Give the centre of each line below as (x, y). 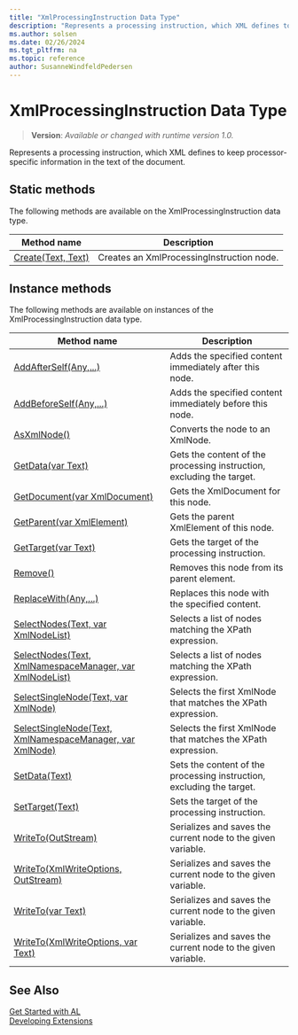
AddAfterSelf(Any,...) (57, 367)
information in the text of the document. (113, 161)
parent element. (203, 579)
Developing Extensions (51, 1021)
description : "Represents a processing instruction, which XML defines (144, 26)
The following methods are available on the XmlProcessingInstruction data (145, 211)
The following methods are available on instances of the (112, 310)
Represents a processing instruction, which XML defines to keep (127, 152)
